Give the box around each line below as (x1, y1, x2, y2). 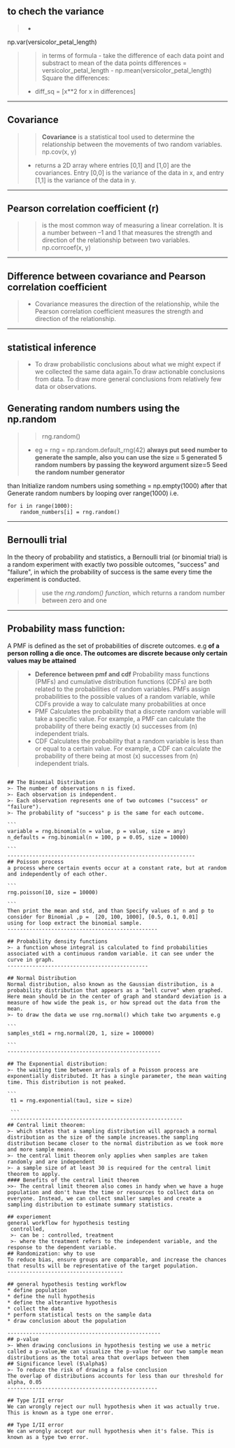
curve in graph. (7, 956, 55, 963)
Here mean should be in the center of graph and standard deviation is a (7, 993, 227, 1000)
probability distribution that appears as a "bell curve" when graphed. (7, 986, 224, 994)
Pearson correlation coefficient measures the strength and (34, 307, 204, 315)
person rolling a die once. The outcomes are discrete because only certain (7, 648, 228, 657)
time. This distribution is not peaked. (7, 1079, 127, 1086)
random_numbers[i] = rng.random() (20, 509, 120, 516)
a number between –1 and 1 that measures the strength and (41, 229, 213, 237)
